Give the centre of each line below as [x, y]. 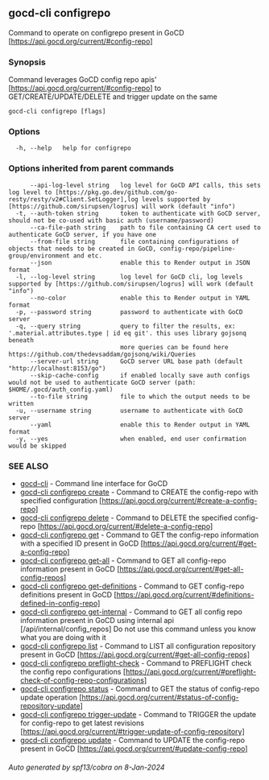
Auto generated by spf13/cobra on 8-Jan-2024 [87, 767]
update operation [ [51, 697]
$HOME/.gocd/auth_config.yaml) [61, 390]
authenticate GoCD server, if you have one [83, 234]
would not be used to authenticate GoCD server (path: [102, 382]
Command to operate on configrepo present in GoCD [96, 32]
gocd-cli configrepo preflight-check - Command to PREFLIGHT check [136, 663]
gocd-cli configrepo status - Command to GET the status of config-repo [140, 689]
